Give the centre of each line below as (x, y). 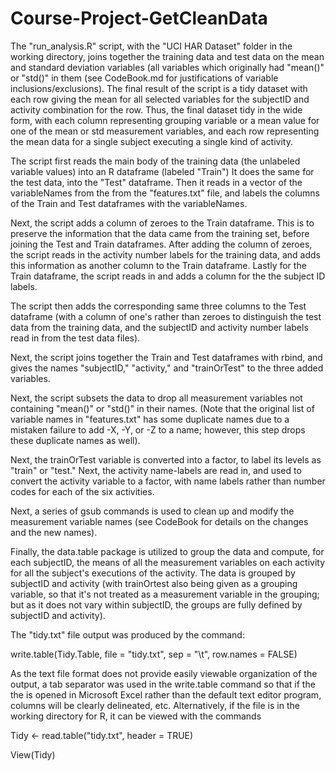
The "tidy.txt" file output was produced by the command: (127, 634)
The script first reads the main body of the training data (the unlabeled (155, 161)
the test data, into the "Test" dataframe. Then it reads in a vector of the (156, 182)
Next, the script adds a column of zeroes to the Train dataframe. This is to (162, 223)
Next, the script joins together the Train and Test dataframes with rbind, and (166, 357)
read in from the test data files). (75, 338)
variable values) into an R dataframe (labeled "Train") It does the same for (162, 171)
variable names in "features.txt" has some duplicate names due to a (150, 419)
